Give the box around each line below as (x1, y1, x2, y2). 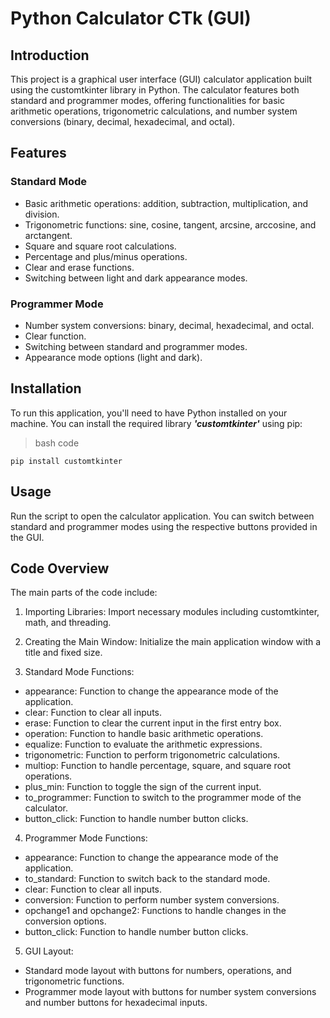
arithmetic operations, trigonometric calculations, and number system (10, 105, 298, 117)
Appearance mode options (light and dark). (24, 351, 203, 363)
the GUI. (10, 531, 45, 543)
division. (24, 208, 60, 220)
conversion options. (24, 915, 107, 927)
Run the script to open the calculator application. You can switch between (10, 510, 315, 522)
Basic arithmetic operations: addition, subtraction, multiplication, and (24, 197, 308, 209)
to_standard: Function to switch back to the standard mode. (24, 873, 271, 885)
